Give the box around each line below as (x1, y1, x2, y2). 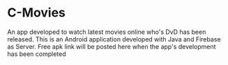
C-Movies (7, 5, 66, 21)
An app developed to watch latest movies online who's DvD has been (7, 28, 206, 36)
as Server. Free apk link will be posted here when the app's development (7, 42, 216, 50)
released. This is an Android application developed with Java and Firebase (7, 35, 221, 43)
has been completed (7, 50, 66, 58)
